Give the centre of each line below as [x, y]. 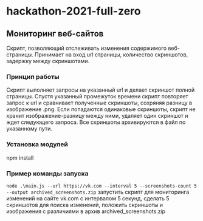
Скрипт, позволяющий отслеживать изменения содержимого [87, 48]
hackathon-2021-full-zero [74, 11]
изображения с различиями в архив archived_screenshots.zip [86, 211]
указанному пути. [29, 129]
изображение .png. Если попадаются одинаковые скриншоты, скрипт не [101, 109]
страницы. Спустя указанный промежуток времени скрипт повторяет [97, 97]
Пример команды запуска [47, 173]
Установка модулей [37, 144]
